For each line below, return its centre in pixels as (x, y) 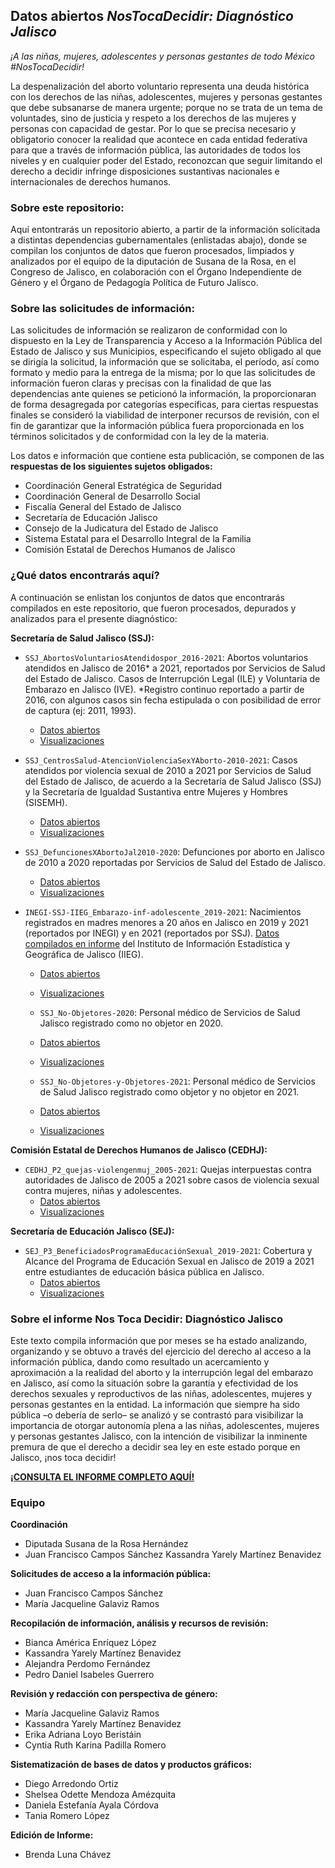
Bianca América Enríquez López (90, 1643)
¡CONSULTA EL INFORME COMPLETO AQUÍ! (102, 1477)
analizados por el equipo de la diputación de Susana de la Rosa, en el (153, 261)
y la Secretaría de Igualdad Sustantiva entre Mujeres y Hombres (156, 791)
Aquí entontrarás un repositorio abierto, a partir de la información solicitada (165, 230)
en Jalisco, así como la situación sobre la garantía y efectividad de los (154, 1383)
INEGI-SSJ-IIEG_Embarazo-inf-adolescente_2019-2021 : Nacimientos (163, 911)
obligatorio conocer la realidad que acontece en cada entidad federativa (159, 139)
